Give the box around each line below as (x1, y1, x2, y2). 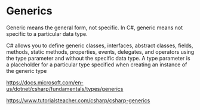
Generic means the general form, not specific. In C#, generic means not (6, 24, 183, 31)
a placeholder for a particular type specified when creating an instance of (6, 61, 187, 68)
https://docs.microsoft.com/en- (6, 79, 84, 86)
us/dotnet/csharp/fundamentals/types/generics (6, 85, 124, 92)
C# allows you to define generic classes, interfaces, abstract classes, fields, (6, 42, 193, 49)
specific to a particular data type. (6, 30, 88, 37)
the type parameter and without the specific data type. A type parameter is (6, 54, 190, 62)
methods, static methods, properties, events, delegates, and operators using (6, 48, 195, 55)
